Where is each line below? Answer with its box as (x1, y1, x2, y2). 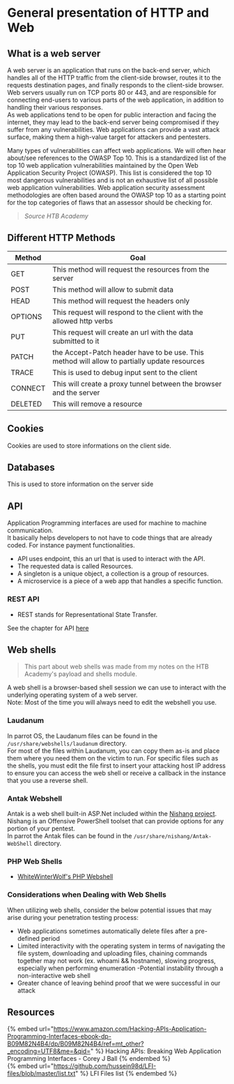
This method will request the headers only (52, 295, 190, 305)
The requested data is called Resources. (17, 562, 134, 571)
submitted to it (52, 336, 100, 346)
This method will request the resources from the (52, 264, 210, 274)
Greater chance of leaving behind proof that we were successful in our (17, 979, 221, 987)
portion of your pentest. (7, 824, 75, 833)
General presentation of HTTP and (7, 5, 210, 21)
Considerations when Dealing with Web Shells (7, 890, 167, 900)
